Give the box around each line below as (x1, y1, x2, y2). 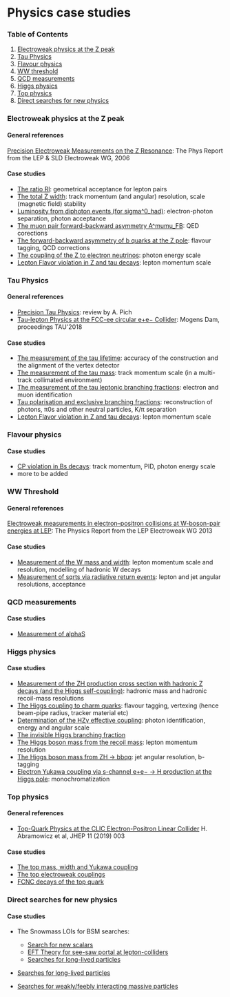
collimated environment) (33, 376, 103, 384)
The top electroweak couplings (17, 871, 105, 879)
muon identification (17, 390, 72, 399)
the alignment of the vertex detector (17, 361, 120, 370)
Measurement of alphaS (17, 629, 86, 638)
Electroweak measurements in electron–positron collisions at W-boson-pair (7, 520, 220, 528)
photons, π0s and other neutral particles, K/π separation (17, 406, 177, 414)
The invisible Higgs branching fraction (17, 730, 126, 739)
